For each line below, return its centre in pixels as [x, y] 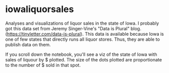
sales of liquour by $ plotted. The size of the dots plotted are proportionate [83, 59]
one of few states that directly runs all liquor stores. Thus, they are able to [83, 39]
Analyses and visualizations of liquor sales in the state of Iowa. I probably [82, 23]
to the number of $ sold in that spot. [43, 65]
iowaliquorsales [40, 9]
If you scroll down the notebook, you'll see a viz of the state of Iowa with [81, 54]
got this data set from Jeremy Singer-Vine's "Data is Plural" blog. [73, 28]
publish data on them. [28, 44]
